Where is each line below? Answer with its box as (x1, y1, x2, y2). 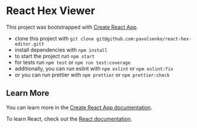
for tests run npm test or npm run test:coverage (14, 59, 131, 66)
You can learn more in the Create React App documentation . (6, 104, 153, 111)
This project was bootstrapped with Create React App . (6, 23, 139, 31)
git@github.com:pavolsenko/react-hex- (96, 36, 192, 42)
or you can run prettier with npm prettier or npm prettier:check (14, 71, 170, 78)
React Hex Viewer (6, 4, 96, 18)
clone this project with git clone (14, 35, 94, 42)
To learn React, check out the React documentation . (6, 115, 133, 122)
